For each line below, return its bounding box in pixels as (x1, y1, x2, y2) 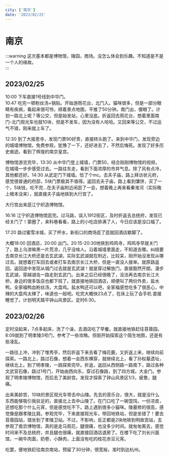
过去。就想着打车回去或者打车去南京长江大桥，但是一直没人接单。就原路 (5, 259, 155, 265)
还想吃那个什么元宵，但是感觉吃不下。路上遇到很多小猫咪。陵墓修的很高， (5, 404, 159, 411)
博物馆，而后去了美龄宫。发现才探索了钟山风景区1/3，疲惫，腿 (27, 375, 157, 381)
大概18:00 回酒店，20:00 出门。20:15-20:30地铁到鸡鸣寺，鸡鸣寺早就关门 (5, 240, 158, 246)
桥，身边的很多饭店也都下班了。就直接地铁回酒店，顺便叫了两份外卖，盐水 (5, 278, 159, 284)
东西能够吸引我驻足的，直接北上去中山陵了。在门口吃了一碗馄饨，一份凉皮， (5, 398, 164, 404)
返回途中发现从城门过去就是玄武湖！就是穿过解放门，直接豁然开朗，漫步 (14, 266, 164, 272)
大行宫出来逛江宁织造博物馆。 (5, 201, 67, 208)
